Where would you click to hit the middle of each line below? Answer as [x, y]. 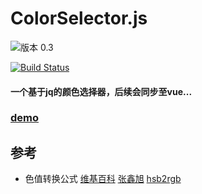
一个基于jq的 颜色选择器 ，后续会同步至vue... [101, 91]
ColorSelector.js [79, 18]
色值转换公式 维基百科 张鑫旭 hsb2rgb [103, 179]
